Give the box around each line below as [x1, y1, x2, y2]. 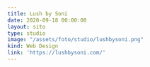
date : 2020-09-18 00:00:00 [7, 17, 87, 24]
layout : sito [7, 23, 46, 30]
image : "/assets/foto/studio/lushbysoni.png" [7, 36, 144, 43]
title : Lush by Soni [7, 10, 69, 17]
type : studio [7, 29, 46, 37]
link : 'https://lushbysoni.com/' [7, 50, 106, 57]
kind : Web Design [7, 43, 59, 50]
